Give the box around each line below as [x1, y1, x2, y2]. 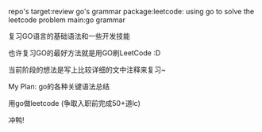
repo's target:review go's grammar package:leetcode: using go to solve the [8, 7, 255, 16]
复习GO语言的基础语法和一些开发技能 [8, 32, 131, 40]
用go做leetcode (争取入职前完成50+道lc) [8, 99, 141, 107]
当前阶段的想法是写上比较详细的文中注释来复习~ [8, 65, 167, 74]
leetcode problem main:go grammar [8, 15, 125, 25]
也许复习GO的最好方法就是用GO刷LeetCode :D [8, 48, 161, 58]
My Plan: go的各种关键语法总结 [8, 82, 110, 91]
